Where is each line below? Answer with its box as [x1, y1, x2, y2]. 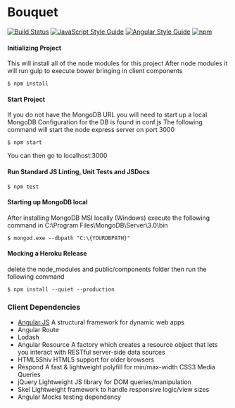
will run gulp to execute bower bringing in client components [7, 67, 183, 75]
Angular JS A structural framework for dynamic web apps [17, 318, 185, 327]
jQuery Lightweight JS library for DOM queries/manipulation [17, 378, 192, 386]
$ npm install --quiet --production [7, 286, 115, 293]
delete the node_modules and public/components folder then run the [7, 265, 207, 273]
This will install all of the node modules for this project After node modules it [7, 59, 228, 67]
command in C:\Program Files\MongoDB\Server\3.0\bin [7, 221, 169, 229]
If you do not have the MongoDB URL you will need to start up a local [7, 110, 208, 119]
